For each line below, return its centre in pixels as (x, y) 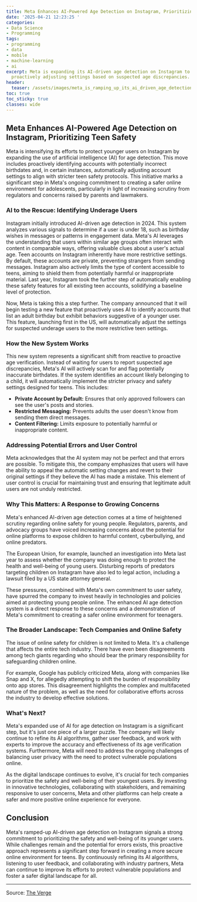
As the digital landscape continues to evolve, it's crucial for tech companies (97, 775)
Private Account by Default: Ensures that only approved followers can (100, 398)
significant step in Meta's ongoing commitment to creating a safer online (94, 183)
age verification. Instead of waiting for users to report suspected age (89, 362)
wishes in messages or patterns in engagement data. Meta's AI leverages (95, 235)
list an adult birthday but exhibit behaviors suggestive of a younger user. (93, 315)
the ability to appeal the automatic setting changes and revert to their (89, 470)
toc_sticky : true (27, 99)
